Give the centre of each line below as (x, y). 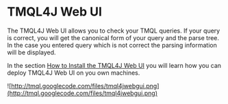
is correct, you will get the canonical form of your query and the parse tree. (113, 37)
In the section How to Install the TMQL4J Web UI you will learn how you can (114, 65)
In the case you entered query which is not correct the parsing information (112, 45)
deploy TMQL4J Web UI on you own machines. (74, 73)
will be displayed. (31, 52)
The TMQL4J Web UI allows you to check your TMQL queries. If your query (114, 31)
